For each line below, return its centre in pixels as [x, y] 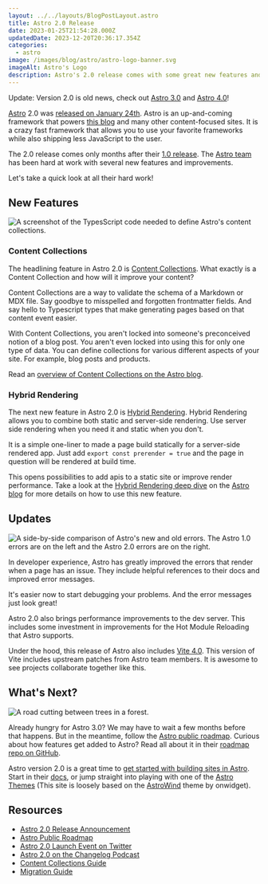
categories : [28, 45]
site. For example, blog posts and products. [79, 359]
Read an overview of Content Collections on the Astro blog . [106, 374]
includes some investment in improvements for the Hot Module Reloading [129, 627]
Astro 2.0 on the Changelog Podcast [79, 855]
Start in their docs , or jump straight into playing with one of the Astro [121, 776]
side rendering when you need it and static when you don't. [106, 429]
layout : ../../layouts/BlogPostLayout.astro [83, 16]
